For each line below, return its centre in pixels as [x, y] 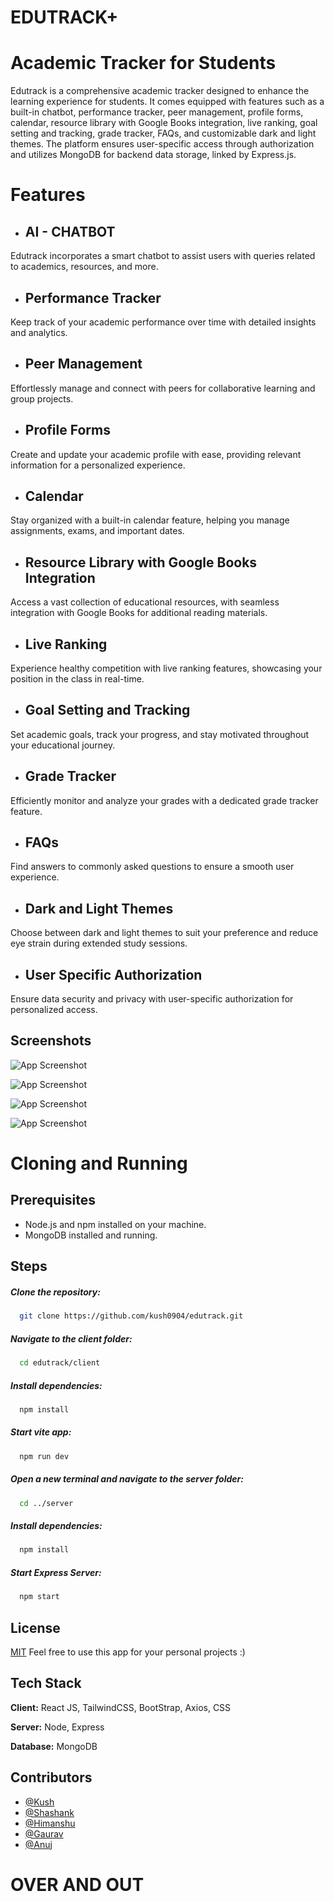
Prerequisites [53, 1200]
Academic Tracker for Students [143, 63]
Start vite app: [41, 1432]
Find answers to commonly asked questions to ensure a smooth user [152, 867]
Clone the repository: [55, 1292]
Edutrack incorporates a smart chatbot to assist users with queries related [163, 256]
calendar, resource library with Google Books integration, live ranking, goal [164, 123]
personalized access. [54, 1010]
